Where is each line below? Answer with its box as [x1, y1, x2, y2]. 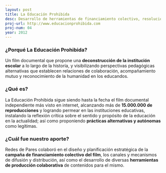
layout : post [5, 7, 32, 12]
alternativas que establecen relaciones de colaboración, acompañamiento [5, 68, 156, 74]
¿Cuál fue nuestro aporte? [5, 135, 69, 142]
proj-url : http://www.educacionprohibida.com [5, 21, 100, 26]
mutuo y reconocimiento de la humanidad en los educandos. [5, 73, 128, 79]
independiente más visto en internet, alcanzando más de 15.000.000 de [5, 102, 153, 108]
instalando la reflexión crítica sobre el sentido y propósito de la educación [5, 112, 156, 118]
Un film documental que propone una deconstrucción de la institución [5, 58, 150, 64]
